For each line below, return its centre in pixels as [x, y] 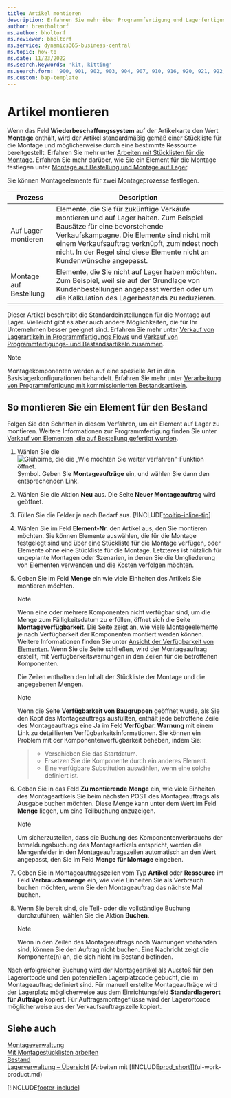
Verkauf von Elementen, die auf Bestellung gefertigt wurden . [93, 439]
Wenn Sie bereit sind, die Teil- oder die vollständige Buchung [103, 908]
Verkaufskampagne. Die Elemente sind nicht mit [133, 235]
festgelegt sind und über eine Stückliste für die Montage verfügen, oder [119, 543]
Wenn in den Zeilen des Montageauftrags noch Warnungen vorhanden [117, 942]
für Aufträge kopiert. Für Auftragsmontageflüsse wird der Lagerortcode [109, 999]
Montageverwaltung [36, 1045]
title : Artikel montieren [44, 13]
